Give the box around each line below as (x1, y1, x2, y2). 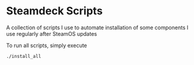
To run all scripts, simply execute (6, 42, 88, 49)
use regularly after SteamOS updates (6, 30, 97, 37)
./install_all (6, 53, 42, 59)
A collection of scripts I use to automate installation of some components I (6, 24, 189, 31)
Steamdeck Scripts (6, 4, 103, 18)
